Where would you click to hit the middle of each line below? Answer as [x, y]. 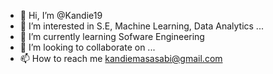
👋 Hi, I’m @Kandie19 [61, 15]
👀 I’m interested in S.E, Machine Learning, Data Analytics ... [141, 26]
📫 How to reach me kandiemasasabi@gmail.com [121, 58]
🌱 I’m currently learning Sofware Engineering [112, 36]
